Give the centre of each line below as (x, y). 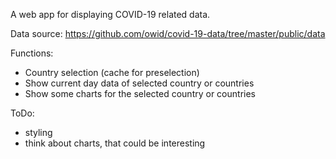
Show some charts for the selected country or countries (140, 93)
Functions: (32, 53)
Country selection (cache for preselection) (112, 72)
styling (38, 132)
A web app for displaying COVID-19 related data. (110, 14)
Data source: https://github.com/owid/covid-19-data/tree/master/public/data (168, 33)
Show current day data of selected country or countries (139, 83)
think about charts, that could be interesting (115, 143)
